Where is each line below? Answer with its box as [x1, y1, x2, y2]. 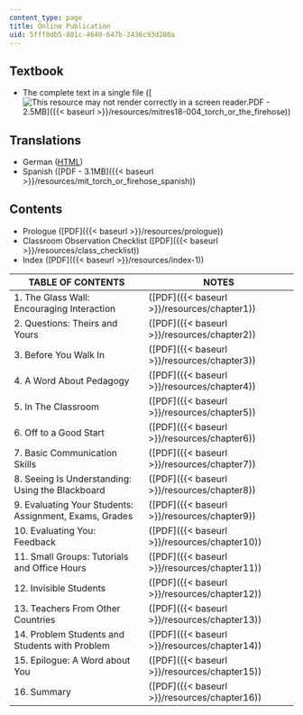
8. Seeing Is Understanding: [14, 472, 133, 485]
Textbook [9, 63, 64, 78]
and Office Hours [14, 561, 87, 573]
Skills [14, 457, 37, 470]
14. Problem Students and [14, 628, 124, 640]
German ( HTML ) [22, 157, 84, 167]
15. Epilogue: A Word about [14, 654, 131, 666]
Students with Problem [14, 639, 110, 652]
